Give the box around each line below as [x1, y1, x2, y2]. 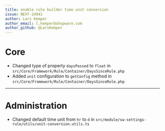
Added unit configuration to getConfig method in [12, 73, 112, 79]
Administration [5, 100, 67, 111]
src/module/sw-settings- [95, 117, 146, 122]
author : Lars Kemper [5, 16, 48, 21]
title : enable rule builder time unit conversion [5, 7, 109, 12]
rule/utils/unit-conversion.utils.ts [12, 122, 90, 127]
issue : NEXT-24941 [5, 12, 43, 17]
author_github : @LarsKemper [5, 26, 63, 30]
